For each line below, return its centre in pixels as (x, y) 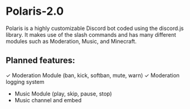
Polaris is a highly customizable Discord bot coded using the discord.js (95, 28)
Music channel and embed (48, 100)
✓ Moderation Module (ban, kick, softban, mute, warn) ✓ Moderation (93, 75)
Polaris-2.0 (35, 11)
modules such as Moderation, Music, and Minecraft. (71, 41)
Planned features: (41, 60)
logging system (25, 81)
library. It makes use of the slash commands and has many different (91, 34)
